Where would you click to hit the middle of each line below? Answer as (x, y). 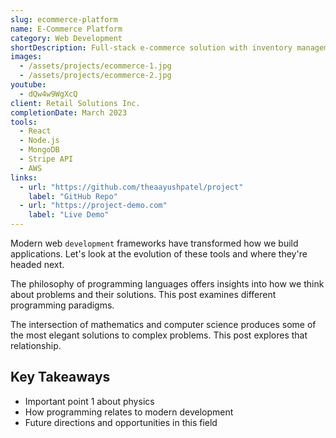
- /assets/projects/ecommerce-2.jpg (95, 76)
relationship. (36, 345)
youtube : (28, 85)
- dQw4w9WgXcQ (48, 94)
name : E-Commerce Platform (66, 29)
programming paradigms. (62, 305)
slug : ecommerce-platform (64, 19)
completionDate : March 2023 (69, 112)
